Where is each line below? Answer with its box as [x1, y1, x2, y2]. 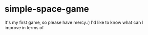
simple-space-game [4, 3, 89, 15]
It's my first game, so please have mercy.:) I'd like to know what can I [4, 19, 144, 25]
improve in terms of [4, 24, 44, 30]
